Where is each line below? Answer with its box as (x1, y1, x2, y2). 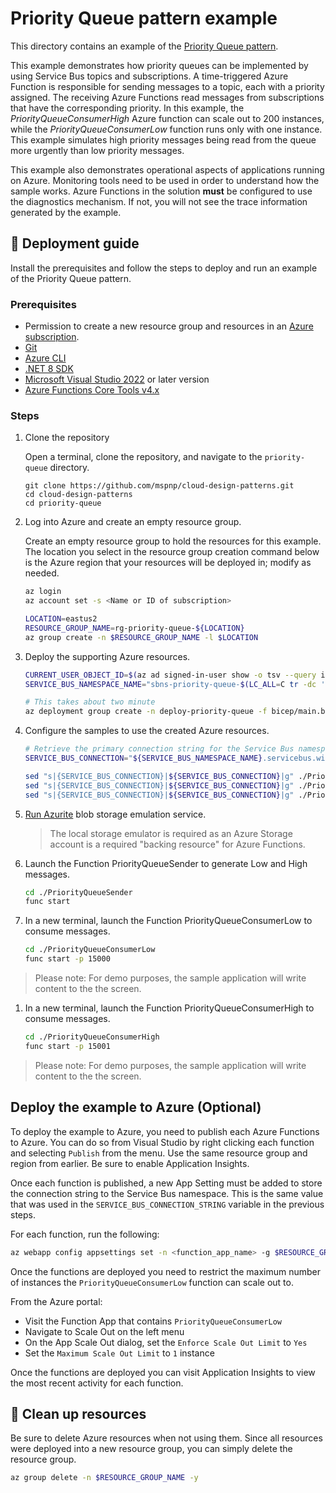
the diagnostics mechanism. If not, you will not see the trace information (10, 195, 308, 207)
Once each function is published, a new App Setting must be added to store (10, 1177, 323, 1189)
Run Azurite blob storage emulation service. (24, 808, 207, 820)
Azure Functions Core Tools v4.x (24, 384, 160, 396)
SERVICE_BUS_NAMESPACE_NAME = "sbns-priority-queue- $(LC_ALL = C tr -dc (24, 679, 317, 689)
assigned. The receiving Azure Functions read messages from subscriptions (10, 91, 325, 103)
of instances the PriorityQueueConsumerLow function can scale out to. (10, 1276, 294, 1288)
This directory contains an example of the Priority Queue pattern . (10, 40, 279, 52)
